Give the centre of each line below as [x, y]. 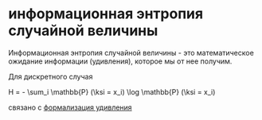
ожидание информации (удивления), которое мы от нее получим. [120, 61]
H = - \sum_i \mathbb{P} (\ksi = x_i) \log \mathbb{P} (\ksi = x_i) [112, 91]
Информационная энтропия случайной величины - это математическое [131, 52]
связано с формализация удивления [70, 107]
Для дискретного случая [51, 76]
